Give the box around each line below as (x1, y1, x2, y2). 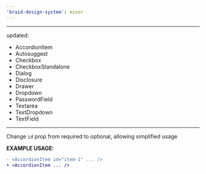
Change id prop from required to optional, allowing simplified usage (6, 132, 178, 140)
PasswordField (15, 96, 53, 103)
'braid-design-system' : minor (6, 9, 84, 15)
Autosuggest (15, 50, 48, 57)
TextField (15, 115, 39, 123)
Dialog (15, 69, 32, 77)
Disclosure (15, 76, 43, 83)
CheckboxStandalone (15, 62, 70, 70)
